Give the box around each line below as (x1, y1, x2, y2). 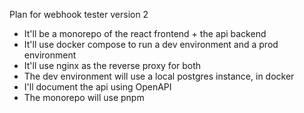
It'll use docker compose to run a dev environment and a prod (23, 39, 279, 50)
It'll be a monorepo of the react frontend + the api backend (23, 28, 267, 39)
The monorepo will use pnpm (23, 92, 145, 103)
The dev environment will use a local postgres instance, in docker (23, 70, 295, 82)
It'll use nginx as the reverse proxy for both (23, 60, 202, 71)
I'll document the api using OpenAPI (23, 81, 172, 93)
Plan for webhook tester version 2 (9, 9, 149, 20)
